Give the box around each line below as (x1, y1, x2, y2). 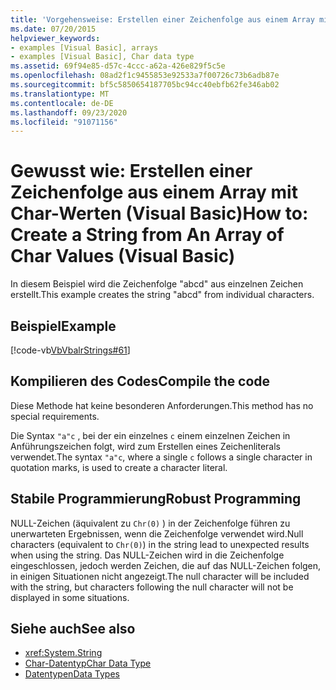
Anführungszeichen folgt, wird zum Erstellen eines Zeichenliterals (10, 440, 282, 452)
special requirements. (10, 410, 100, 422)
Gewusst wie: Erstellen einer (10, 160, 253, 183)
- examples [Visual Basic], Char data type (10, 52, 195, 62)
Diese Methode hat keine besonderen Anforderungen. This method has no (10, 399, 314, 411)
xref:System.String (24, 647, 103, 659)
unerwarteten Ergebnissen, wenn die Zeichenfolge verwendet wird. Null (10, 527, 304, 540)
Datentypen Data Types (24, 668, 120, 680)
